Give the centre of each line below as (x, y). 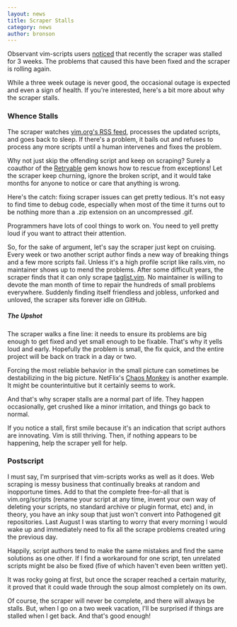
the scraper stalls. (34, 98)
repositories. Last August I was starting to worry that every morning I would (117, 521)
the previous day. (33, 537)
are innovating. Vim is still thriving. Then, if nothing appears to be (102, 435)
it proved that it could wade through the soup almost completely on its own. (117, 587)
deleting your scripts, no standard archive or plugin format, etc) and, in (110, 506)
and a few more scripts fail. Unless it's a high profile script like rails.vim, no (116, 262)
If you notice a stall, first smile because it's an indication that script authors (117, 428)
